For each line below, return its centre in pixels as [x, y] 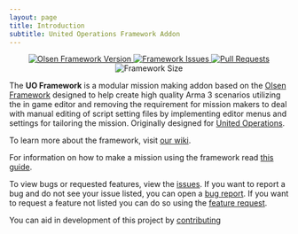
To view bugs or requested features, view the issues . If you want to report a [147, 184]
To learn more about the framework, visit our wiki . [100, 140]
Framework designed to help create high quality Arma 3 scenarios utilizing [145, 95]
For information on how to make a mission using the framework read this [141, 158]
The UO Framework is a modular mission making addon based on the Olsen [148, 86]
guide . [21, 167]
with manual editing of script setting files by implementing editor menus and [148, 114]
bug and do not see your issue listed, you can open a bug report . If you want [149, 194]
